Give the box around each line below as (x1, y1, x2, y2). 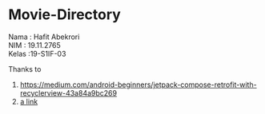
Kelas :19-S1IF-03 (8, 49, 66, 58)
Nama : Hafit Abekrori (8, 32, 80, 41)
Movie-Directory (8, 6, 122, 24)
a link (19, 96, 38, 106)
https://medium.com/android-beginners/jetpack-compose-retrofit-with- (19, 80, 258, 89)
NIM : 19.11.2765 (8, 40, 62, 49)
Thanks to (8, 64, 42, 73)
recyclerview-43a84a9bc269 (19, 88, 118, 97)
